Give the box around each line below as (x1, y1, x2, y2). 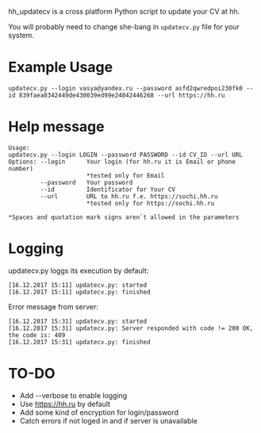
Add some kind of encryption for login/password (19, 408, 179, 417)
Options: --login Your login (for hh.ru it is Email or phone (8, 158, 236, 166)
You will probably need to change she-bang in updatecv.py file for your (8, 22, 240, 31)
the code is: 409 (8, 331, 66, 339)
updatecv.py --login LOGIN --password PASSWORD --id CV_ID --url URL (8, 151, 244, 159)
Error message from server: (8, 301, 99, 312)
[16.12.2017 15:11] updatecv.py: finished (8, 288, 151, 296)
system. (8, 31, 34, 40)
